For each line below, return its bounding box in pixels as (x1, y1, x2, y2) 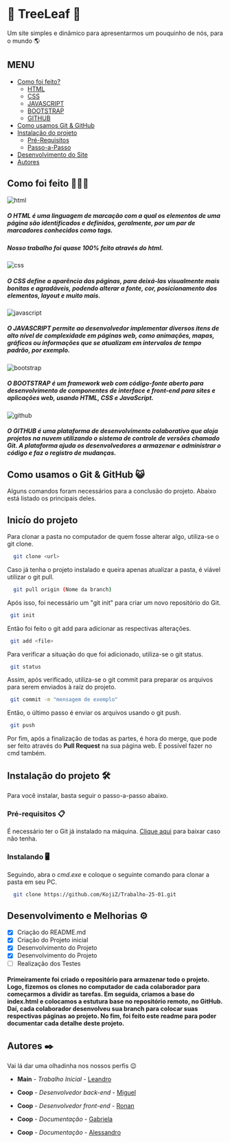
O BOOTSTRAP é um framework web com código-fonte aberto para (7, 379, 204, 388)
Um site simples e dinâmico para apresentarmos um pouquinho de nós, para (7, 29, 223, 37)
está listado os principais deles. (7, 494, 97, 502)
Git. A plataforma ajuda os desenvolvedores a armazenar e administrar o (7, 441, 221, 450)
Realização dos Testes (16, 959, 81, 968)
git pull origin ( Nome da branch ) (13, 586, 112, 593)
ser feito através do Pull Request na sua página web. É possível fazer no (7, 742, 213, 750)
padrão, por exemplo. (7, 346, 71, 355)
